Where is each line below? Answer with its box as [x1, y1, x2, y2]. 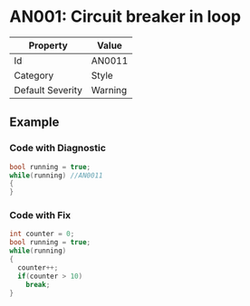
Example [9, 115, 60, 130]
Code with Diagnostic [9, 142, 107, 155]
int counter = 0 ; [9, 229, 75, 239]
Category [14, 69, 54, 81]
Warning [91, 83, 128, 96]
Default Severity [14, 83, 83, 96]
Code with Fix [9, 209, 72, 222]
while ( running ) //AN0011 [9, 170, 103, 180]
